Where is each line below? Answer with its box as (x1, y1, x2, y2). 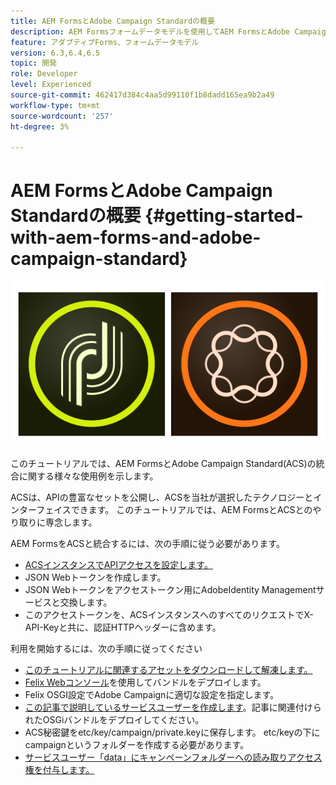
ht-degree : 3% (10, 121, 70, 132)
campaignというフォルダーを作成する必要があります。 (24, 738, 250, 750)
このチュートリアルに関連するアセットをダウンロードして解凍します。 (24, 663, 313, 675)
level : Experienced (10, 80, 92, 90)
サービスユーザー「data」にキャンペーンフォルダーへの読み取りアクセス (24, 751, 323, 763)
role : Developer (10, 69, 78, 79)
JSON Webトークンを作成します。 (24, 571, 167, 583)
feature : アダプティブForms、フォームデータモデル (10, 37, 200, 47)
